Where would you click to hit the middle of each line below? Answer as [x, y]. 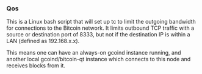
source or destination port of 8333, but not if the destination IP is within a [98, 35]
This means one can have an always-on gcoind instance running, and [94, 53]
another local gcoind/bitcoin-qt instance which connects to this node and [99, 59]
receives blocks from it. [36, 66]
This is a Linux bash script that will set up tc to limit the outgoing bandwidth [101, 22]
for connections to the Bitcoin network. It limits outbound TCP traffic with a [100, 28]
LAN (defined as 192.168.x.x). [43, 41]
